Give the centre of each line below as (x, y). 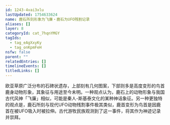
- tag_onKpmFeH (26, 47)
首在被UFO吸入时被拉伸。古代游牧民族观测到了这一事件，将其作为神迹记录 (83, 111)
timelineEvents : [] (26, 66)
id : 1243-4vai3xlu (25, 10)
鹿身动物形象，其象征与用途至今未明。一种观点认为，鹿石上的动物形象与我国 (85, 92)
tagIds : (13, 38)
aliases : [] (18, 24)
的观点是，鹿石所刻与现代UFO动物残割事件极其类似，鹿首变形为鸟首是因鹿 (83, 105)
